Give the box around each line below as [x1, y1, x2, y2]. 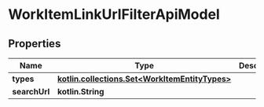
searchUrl [12, 87, 50, 97]
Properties [8, 37, 61, 50]
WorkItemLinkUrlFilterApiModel [8, 6, 220, 24]
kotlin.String [57, 87, 104, 97]
